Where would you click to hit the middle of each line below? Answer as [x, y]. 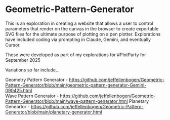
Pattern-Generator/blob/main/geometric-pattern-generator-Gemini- [76, 85]
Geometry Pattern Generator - [37, 79]
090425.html [19, 90]
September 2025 [23, 60]
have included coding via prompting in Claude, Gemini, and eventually [78, 39]
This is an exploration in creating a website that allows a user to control [79, 23]
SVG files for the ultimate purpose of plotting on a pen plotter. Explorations [83, 34]
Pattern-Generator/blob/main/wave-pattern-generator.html [67, 101]
